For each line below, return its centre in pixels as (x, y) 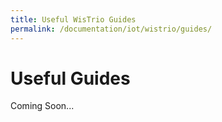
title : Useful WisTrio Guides (73, 19)
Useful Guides (70, 78)
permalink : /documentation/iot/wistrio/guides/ (111, 29)
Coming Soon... (42, 106)
